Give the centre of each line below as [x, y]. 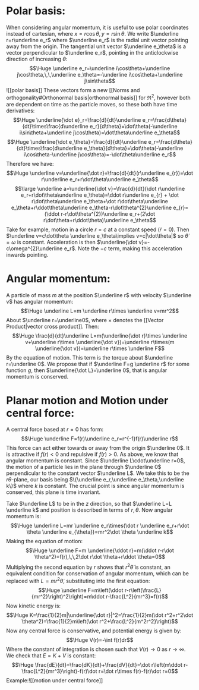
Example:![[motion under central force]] [55, 680]
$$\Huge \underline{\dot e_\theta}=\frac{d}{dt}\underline [77, 141]
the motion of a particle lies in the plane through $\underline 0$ [84, 467]
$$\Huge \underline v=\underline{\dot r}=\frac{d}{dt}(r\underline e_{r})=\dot [99, 173]
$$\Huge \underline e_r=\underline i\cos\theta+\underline [100, 68]
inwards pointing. [27, 254]
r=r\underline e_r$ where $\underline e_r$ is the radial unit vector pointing [97, 40]
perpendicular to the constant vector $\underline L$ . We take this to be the [98, 473]
